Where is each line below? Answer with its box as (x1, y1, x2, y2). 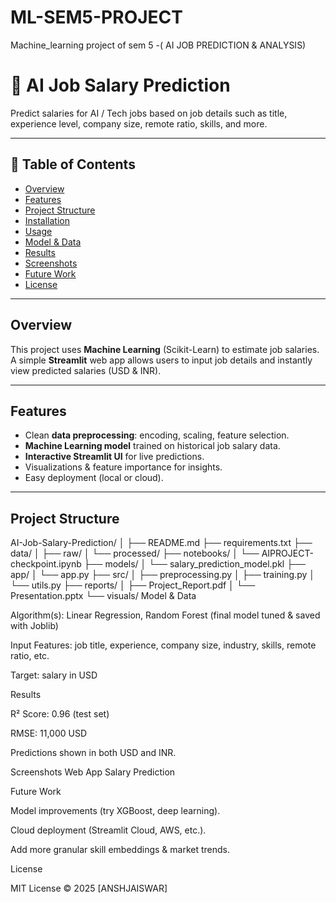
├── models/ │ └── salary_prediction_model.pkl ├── (83, 558, 306, 570)
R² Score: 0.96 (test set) (10, 708, 110, 720)
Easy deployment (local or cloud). (24, 472, 164, 484)
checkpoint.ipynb (10, 558, 82, 570)
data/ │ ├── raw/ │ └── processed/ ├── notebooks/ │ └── (10, 547, 260, 560)
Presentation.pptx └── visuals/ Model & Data (10, 590, 197, 602)
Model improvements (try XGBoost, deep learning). (10, 805, 221, 817)
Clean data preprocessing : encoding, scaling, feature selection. (24, 429, 290, 441)
